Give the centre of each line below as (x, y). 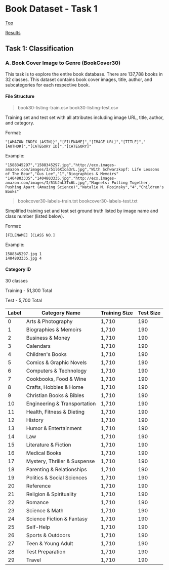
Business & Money (48, 338)
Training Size (117, 313)
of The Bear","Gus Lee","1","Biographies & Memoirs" (62, 174)
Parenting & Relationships (56, 470)
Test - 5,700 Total (24, 300)
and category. (20, 123)
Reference (38, 486)
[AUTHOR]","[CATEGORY (28, 146)
